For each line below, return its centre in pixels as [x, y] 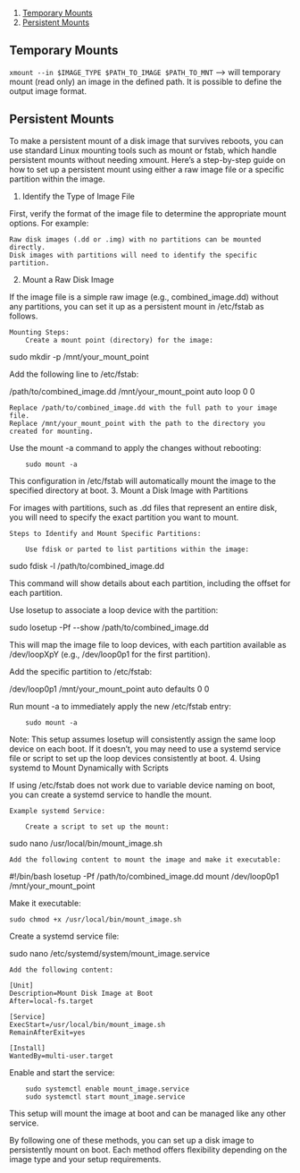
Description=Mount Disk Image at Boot [81, 993]
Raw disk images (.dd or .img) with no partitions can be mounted [135, 239]
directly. [28, 247]
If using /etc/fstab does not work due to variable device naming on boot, [142, 785]
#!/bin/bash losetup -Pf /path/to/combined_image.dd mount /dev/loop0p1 [144, 876]
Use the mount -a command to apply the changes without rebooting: [135, 447]
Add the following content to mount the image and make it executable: [145, 859]
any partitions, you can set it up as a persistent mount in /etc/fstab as [137, 306]
